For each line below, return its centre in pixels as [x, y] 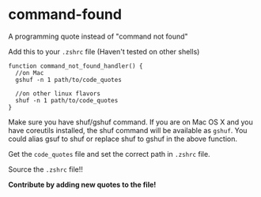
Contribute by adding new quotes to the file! [82, 184]
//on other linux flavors [58, 93]
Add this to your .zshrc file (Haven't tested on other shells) [104, 51]
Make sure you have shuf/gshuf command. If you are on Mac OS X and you [130, 122]
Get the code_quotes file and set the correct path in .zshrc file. [110, 154]
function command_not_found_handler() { [76, 66]
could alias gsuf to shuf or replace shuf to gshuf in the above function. [123, 139]
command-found [65, 15]
